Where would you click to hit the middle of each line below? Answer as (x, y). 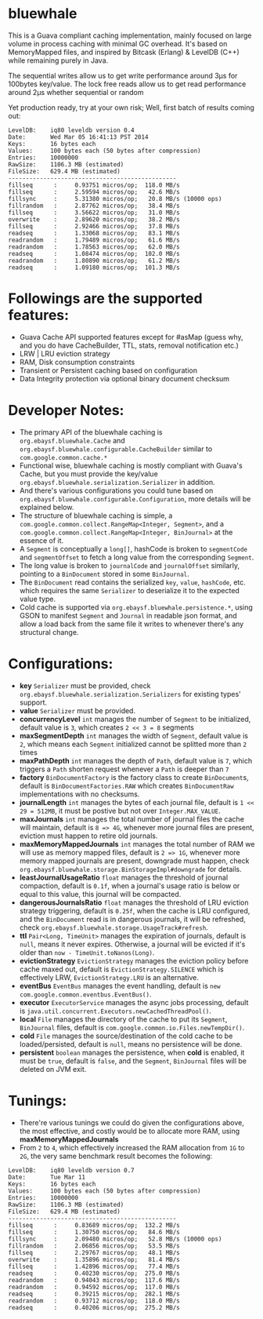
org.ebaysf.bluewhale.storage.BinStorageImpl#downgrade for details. (130, 869)
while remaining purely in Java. (58, 60)
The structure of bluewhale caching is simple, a (96, 516)
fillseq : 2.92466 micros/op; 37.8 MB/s (94, 226)
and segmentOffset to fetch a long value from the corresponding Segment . (137, 557)
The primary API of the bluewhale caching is (91, 432)
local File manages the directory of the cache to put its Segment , (123, 1019)
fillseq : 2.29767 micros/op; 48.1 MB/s (94, 1252)
